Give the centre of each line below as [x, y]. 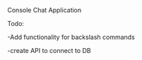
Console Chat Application [45, 10]
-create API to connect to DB [49, 51]
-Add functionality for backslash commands [71, 37]
